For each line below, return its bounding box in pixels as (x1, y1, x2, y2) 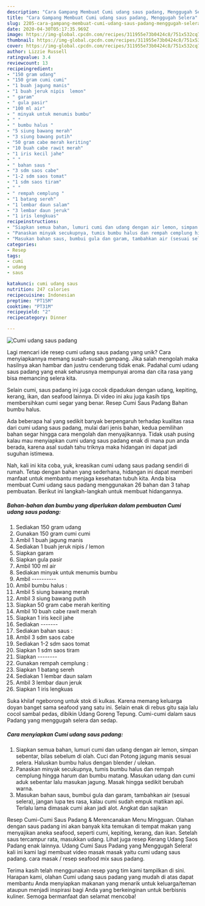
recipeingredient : (7, 65, 54, 72)
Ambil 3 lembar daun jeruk (15, 679, 82, 686)
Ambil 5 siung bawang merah (15, 588, 89, 595)
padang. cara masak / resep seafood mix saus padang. (7, 855, 145, 862)
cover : (7, 43, 24, 49)
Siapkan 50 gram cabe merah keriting (15, 601, 110, 608)
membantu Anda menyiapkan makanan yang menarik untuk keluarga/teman (7, 879, 196, 887)
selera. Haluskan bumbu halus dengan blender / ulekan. (15, 758, 156, 766)
